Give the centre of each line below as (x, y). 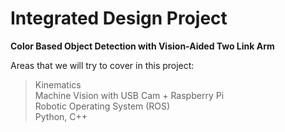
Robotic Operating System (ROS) (102, 106)
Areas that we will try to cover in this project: (102, 65)
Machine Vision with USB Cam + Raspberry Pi (129, 95)
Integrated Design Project (119, 18)
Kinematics (58, 84)
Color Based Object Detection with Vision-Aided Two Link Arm (142, 46)
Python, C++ (61, 116)
